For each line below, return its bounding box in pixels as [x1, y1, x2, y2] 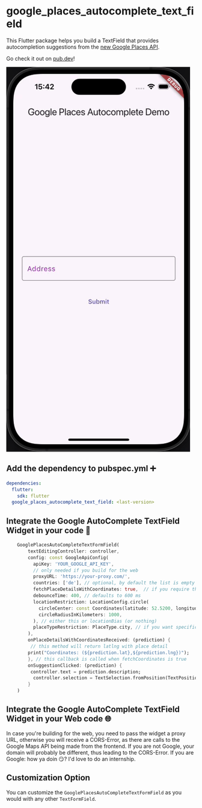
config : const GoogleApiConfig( [28, 554, 109, 560]
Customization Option [6, 773, 90, 783]
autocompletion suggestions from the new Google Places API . [6, 43, 160, 50]
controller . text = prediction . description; [30, 669, 141, 675]
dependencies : [6, 480, 42, 486]
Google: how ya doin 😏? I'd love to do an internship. [6, 755, 136, 762]
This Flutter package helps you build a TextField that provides [6, 37, 159, 44]
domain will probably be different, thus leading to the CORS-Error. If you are [6, 748, 194, 756]
